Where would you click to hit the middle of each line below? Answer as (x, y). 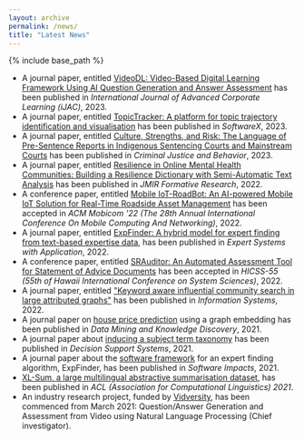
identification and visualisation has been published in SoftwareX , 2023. (154, 126)
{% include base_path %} (56, 61)
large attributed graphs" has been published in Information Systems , (150, 300)
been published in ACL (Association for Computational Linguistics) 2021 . (157, 387)
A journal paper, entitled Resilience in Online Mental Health (131, 165)
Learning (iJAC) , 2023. (64, 107)
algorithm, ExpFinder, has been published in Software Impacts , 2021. (150, 368)
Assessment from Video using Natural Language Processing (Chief (147, 416)
